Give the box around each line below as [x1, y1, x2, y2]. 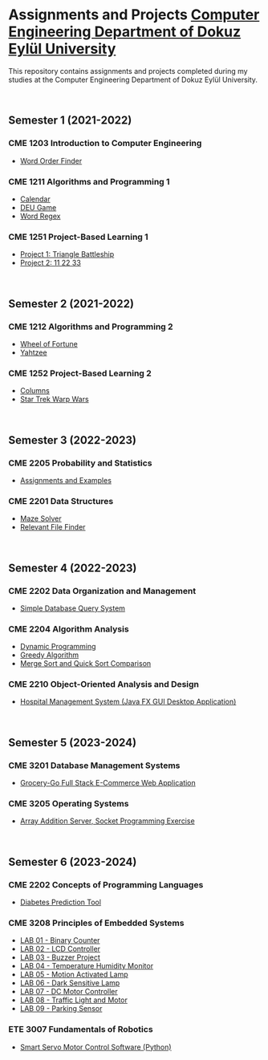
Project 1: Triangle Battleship [19, 250, 115, 259]
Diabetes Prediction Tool [19, 897, 102, 908]
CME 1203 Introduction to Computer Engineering [8, 138, 202, 149]
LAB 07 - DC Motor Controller [19, 987, 118, 997]
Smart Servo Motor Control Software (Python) [19, 1042, 172, 1052]
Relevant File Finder [19, 522, 86, 532]
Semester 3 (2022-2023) [8, 433, 136, 447]
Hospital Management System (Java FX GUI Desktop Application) [19, 697, 237, 707]
